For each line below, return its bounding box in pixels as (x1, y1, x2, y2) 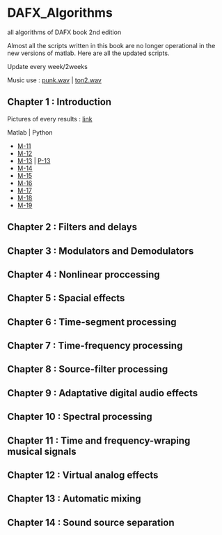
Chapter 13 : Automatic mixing (7, 493, 141, 505)
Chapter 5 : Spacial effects (7, 292, 125, 304)
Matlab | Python (7, 128, 53, 137)
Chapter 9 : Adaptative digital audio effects (7, 387, 198, 399)
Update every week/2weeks (7, 62, 88, 70)
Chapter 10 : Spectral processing (7, 411, 152, 423)
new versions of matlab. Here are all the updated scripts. (7, 49, 170, 57)
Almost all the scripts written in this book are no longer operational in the (7, 41, 216, 50)
